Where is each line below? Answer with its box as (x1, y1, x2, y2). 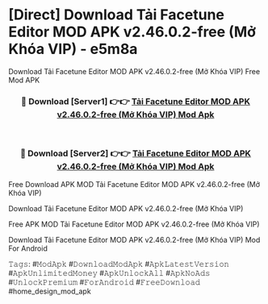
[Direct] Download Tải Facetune (8, 6, 224, 24)
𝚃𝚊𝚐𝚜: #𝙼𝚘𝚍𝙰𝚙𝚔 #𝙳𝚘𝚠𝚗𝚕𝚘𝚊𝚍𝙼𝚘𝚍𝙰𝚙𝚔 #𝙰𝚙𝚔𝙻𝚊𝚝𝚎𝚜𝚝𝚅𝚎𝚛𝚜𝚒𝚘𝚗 (8, 259, 230, 269)
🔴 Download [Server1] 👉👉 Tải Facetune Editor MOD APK (21, 95, 250, 106)
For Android (8, 244, 48, 253)
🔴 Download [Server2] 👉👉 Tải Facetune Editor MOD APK (19, 148, 252, 159)
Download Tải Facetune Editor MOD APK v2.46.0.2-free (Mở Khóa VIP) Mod (8, 235, 261, 244)
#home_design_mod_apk (8, 286, 91, 296)
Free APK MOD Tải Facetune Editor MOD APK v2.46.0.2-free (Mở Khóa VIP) (8, 219, 260, 229)
